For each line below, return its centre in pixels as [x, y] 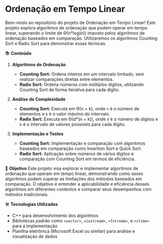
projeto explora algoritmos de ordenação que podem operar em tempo [76, 27]
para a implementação [35, 226]
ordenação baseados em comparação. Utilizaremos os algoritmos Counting [81, 38]
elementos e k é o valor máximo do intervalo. [65, 114]
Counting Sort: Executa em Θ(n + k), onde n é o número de [79, 108]
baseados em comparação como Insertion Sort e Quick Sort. [81, 148]
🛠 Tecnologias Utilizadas [31, 204]
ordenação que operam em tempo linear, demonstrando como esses [74, 173]
